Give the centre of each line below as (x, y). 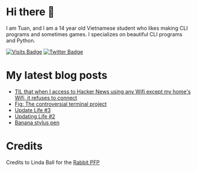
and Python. (21, 40)
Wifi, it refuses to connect (46, 97)
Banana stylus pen (37, 123)
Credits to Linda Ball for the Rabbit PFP (53, 162)
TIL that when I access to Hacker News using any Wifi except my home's (103, 91)
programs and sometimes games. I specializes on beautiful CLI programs (94, 34)
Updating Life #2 (35, 116)
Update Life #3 (33, 110)
